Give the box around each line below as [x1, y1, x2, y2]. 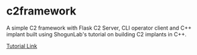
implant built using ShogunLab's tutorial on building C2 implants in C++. [6, 30, 187, 37]
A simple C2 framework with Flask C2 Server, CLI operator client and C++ [6, 24, 192, 31]
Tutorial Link [6, 42, 38, 50]
